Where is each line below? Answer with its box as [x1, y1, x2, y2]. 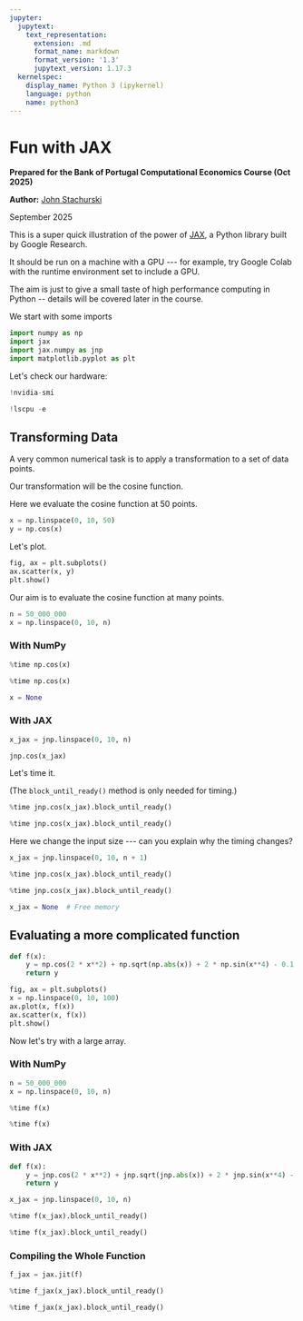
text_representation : [25, 30, 107, 39]
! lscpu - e [9, 404, 47, 413]
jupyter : [9, 13, 43, 23]
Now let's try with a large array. [9, 1035, 127, 1046]
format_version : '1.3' [33, 55, 120, 65]
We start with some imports [9, 311, 112, 323]
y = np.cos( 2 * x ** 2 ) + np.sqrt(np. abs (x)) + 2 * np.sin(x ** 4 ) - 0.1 [25, 960, 295, 969]
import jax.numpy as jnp [9, 346, 103, 355]
